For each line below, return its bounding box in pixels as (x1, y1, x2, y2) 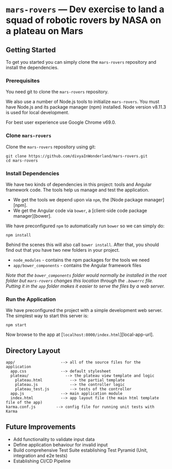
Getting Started (6, 45, 56, 54)
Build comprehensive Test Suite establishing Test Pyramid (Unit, (13, 447, 148, 453)
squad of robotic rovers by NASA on (6, 14, 161, 26)
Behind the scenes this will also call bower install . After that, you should (6, 241, 159, 248)
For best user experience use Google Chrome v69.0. (6, 119, 116, 125)
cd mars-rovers (6, 158, 38, 163)
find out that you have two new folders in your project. (6, 247, 120, 253)
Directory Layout (6, 346, 61, 355)
